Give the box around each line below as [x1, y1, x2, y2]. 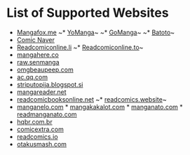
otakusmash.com [16, 140, 67, 148]
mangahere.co [16, 50, 59, 59]
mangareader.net [16, 88, 67, 96]
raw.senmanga [16, 58, 60, 66]
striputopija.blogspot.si [16, 80, 83, 88]
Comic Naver [16, 35, 55, 43]
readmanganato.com [16, 110, 78, 119]
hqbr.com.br [16, 117, 53, 126]
